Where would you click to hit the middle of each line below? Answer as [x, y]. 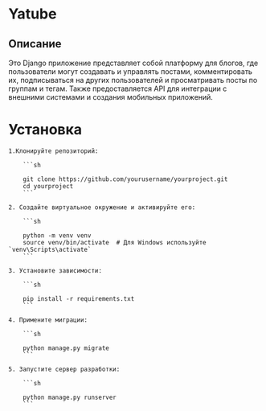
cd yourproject [48, 186]
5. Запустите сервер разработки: [64, 369]
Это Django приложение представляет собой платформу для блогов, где [133, 63]
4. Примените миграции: [48, 320]
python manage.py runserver [70, 397]
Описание [35, 44]
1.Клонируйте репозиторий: [53, 151]
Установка [45, 130]
